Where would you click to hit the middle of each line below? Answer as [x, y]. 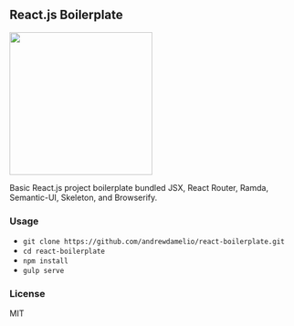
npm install [45, 261]
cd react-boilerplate [63, 252]
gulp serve [43, 271]
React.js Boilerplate [66, 15]
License [27, 294]
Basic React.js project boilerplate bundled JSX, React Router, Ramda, [139, 187]
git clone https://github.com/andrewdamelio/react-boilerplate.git [153, 242]
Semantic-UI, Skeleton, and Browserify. [84, 197]
